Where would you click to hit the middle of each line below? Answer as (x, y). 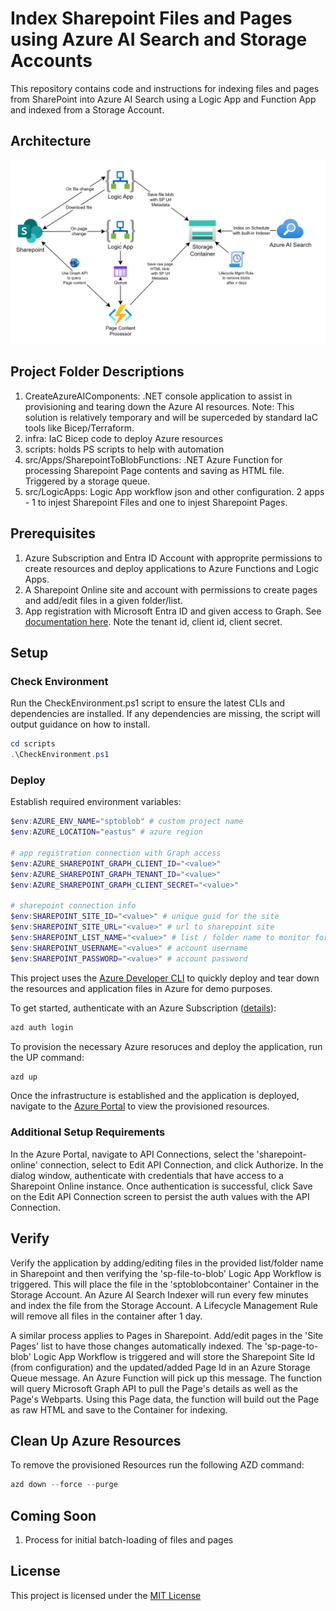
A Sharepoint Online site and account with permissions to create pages (171, 589)
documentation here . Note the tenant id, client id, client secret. (153, 621)
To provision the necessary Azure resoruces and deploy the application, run (166, 1046)
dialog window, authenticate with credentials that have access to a (147, 1175)
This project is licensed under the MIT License (106, 1595)
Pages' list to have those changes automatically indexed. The (136, 1346)
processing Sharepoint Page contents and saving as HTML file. (154, 470)
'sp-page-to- (291, 1346)
